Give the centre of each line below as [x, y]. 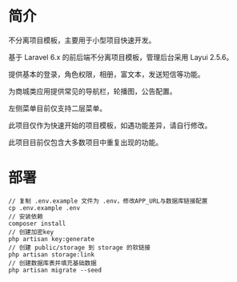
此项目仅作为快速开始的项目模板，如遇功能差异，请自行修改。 [110, 125]
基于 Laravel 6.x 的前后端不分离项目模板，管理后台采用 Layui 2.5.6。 [121, 57]
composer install [37, 224]
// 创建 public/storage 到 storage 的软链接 [79, 248]
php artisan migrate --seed [55, 270]
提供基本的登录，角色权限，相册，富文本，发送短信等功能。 [106, 74]
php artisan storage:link [51, 254]
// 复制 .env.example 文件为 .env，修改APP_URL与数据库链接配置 [108, 201]
